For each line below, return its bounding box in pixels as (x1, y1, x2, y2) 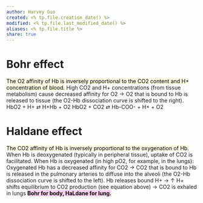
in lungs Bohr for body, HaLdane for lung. (6, 190, 112, 197)
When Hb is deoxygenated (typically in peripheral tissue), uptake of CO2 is (6, 151, 193, 158)
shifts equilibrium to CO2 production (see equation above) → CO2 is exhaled (6, 183, 197, 190)
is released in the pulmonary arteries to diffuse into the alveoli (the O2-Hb (6, 170, 191, 178)
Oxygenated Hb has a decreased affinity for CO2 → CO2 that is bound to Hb (6, 164, 197, 171)
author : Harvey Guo (6, 8, 56, 15)
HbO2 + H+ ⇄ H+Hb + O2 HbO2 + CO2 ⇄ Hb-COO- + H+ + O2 (6, 104, 164, 111)
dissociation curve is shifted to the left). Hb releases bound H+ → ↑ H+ (6, 177, 184, 184)
